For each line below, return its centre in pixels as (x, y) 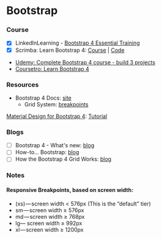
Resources (23, 84)
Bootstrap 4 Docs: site (43, 98)
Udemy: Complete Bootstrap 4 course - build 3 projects (85, 62)
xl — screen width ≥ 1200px (49, 229)
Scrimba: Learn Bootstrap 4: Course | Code (70, 50)
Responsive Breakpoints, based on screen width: (70, 189)
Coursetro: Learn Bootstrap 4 (52, 68)
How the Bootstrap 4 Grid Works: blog (63, 159)
